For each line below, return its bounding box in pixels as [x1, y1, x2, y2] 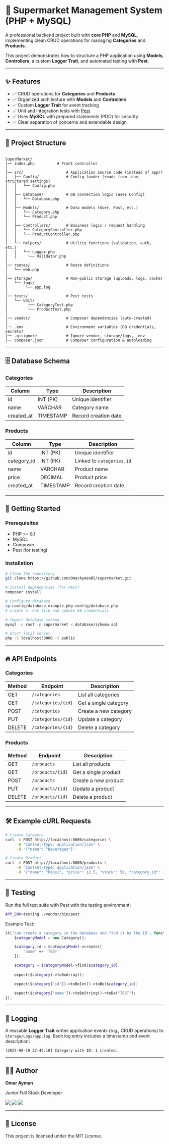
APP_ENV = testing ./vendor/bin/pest [5, 911, 80, 917]
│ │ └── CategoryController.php [5, 227, 82, 232]
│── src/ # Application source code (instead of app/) [5, 170, 163, 175]
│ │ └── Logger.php [5, 249, 55, 254]
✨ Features [5, 77, 41, 86]
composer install [5, 590, 42, 595]
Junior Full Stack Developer [5, 1089, 62, 1096]
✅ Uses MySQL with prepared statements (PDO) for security [12, 113, 138, 119]
